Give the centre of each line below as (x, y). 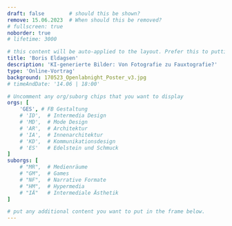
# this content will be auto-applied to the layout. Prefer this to (108, 52)
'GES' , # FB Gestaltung (54, 109)
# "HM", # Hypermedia (52, 186)
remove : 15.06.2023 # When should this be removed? (85, 20)
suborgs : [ (23, 161)
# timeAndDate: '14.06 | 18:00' (54, 84)
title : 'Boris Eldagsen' (43, 58)
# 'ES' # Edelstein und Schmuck (69, 148)
